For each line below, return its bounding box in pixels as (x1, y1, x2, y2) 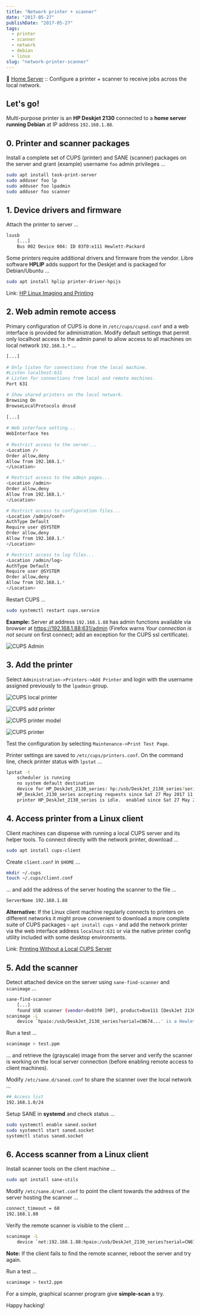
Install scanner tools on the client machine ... (6, 1165, 116, 1172)
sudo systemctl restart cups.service (6, 607, 100, 613)
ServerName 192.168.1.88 (6, 898, 68, 904)
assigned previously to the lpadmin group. (6, 682, 109, 689)
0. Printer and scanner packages (6, 138, 130, 148)
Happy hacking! (6, 1301, 45, 1308)
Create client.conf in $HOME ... (6, 858, 80, 865)
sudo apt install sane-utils (6, 1177, 79, 1183)
